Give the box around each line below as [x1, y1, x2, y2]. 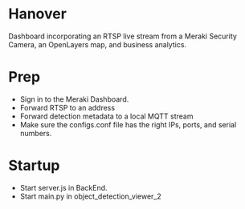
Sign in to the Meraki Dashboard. [19, 94, 129, 104]
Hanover [8, 5, 67, 23]
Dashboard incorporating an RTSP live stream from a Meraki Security [8, 31, 237, 41]
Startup [8, 157, 60, 175]
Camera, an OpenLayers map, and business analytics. [8, 39, 187, 49]
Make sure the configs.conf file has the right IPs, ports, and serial [19, 119, 237, 129]
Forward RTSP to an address [19, 102, 115, 112]
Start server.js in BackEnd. [19, 183, 108, 192]
